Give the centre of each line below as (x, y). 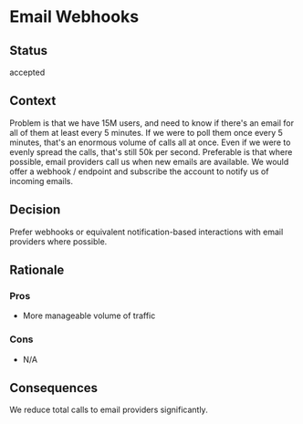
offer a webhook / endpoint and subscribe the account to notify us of (139, 171)
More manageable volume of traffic (89, 315)
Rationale (37, 270)
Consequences (54, 388)
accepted (27, 72)
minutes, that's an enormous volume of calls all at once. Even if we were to (150, 142)
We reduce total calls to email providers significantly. (109, 410)
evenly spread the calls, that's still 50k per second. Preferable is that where (151, 151)
